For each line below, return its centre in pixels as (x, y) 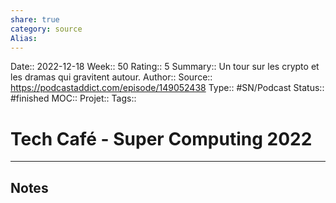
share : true (35, 19)
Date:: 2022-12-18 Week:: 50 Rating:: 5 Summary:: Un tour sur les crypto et (165, 67)
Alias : (24, 38)
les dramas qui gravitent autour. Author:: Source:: (111, 77)
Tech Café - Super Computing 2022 (161, 138)
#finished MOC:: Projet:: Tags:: (73, 98)
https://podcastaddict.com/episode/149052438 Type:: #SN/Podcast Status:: (167, 88)
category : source (46, 29)
